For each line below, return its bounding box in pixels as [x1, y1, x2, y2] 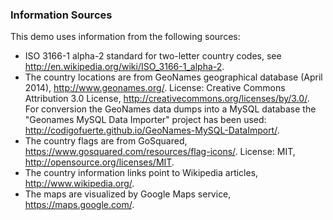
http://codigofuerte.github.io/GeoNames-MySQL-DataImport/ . [24, 124, 280, 137]
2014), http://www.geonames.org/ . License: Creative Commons [24, 82, 286, 94]
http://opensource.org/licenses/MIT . [24, 156, 175, 168]
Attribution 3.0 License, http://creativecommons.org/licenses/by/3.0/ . [24, 93, 310, 105]
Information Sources [10, 8, 113, 22]
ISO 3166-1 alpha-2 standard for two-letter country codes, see [24, 50, 282, 62]
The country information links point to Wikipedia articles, [24, 167, 259, 179]
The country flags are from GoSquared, [24, 135, 188, 147]
